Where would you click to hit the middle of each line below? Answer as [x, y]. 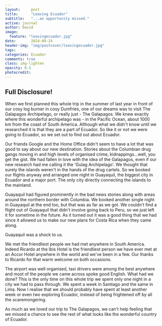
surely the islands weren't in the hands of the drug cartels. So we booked [78, 169]
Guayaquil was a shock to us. [34, 235]
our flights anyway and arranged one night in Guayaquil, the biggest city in [79, 175]
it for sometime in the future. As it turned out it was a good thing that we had [81, 215]
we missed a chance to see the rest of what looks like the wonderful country [81, 314]
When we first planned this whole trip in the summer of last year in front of [79, 104]
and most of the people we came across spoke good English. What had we [79, 274]
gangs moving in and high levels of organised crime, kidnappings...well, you [80, 154]
